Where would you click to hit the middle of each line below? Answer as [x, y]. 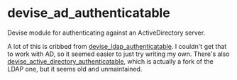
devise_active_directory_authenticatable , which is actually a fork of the [111, 61]
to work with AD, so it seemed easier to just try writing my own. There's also [118, 54]
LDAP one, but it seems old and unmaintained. [75, 69]
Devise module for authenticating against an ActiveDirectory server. [106, 33]
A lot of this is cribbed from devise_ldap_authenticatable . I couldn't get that [117, 46]
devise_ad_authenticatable [89, 13]
